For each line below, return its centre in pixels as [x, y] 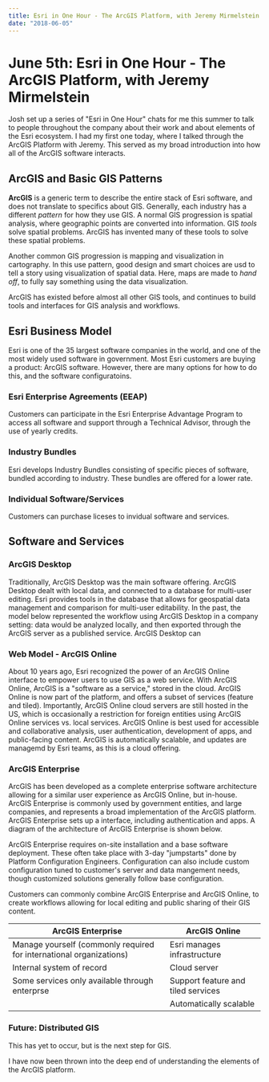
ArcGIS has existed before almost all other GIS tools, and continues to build [132, 297]
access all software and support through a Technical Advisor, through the [129, 423]
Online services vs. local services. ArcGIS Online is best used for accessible [134, 722]
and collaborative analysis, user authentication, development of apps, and [130, 730]
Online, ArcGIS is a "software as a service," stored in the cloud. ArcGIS [125, 688]
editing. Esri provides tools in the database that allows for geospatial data [129, 599]
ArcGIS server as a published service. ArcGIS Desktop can [105, 633]
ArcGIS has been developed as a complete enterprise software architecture [133, 787]
